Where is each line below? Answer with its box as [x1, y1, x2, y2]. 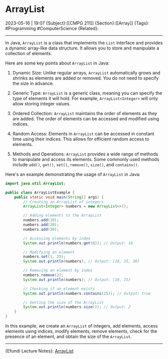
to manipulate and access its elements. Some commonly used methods [12, 156, 159, 162]
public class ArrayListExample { [5, 190, 75, 195]
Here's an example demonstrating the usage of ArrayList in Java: [5, 171, 141, 177]
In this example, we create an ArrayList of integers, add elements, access [5, 323, 158, 329]
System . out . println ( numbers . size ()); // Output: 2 [23, 304, 131, 309]
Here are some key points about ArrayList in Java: [5, 60, 110, 66]
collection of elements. [5, 50, 52, 56]
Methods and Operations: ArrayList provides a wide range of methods [12, 151, 158, 157]
